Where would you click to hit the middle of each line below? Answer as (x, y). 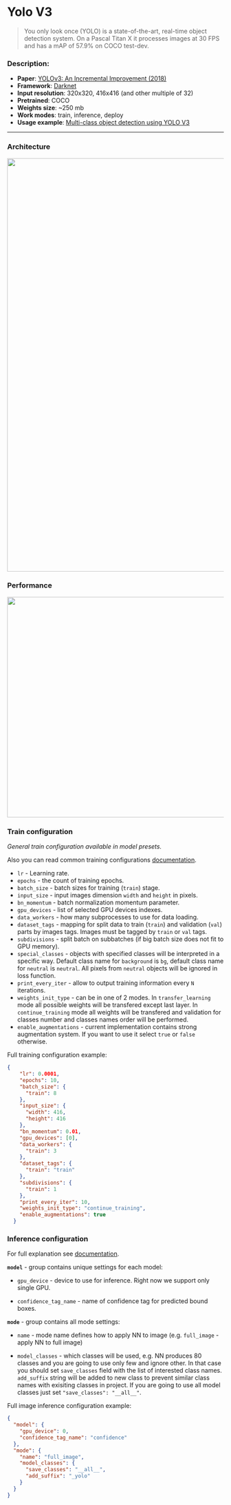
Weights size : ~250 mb (51, 108)
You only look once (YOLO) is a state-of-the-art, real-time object (115, 31)
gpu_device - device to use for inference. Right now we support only (113, 1280)
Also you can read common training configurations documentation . (102, 860)
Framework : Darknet (47, 86)
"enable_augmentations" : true (63, 1215)
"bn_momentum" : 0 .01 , (50, 1131)
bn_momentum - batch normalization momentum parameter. (98, 902)
